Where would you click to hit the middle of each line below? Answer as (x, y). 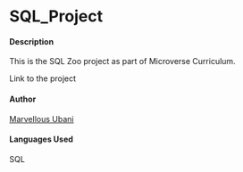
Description (32, 41)
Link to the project (43, 78)
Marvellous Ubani (42, 119)
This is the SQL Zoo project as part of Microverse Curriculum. (122, 61)
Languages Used (42, 139)
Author (23, 99)
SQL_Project (56, 16)
